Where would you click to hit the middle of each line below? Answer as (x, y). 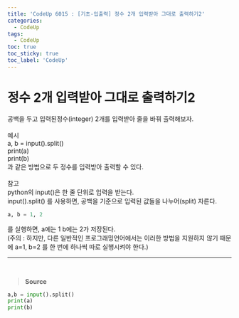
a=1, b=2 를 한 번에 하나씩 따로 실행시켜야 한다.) (81, 247)
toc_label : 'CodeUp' (38, 60)
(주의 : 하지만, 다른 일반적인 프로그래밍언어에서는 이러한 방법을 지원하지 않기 (113, 238)
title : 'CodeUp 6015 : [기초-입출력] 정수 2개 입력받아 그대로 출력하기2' (106, 14)
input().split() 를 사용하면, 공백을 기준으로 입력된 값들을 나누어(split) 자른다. (112, 201)
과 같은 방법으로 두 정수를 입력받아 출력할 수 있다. (76, 166)
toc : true (22, 47)
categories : (25, 21)
